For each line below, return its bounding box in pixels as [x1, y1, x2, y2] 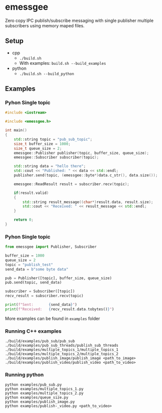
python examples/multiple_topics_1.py [5, 387, 84, 392]
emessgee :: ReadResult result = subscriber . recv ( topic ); [14, 182, 130, 187]
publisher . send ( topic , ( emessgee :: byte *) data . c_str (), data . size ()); [14, 173, 158, 178]
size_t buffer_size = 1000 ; [14, 141, 71, 146]
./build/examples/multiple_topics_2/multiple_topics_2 [5, 352, 119, 357]
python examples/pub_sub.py [5, 382, 62, 387]
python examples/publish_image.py [5, 399, 75, 404]
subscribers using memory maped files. [5, 22, 85, 28]
